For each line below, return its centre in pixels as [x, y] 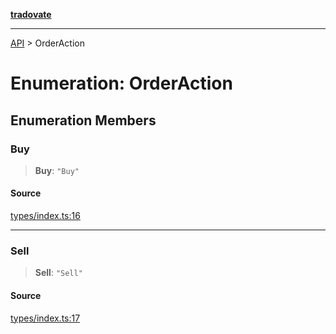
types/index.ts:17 [45, 318]
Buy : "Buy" [57, 170]
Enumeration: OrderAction [121, 83]
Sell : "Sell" [58, 273]
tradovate [31, 14]
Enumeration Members [83, 120]
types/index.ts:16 [45, 216]
